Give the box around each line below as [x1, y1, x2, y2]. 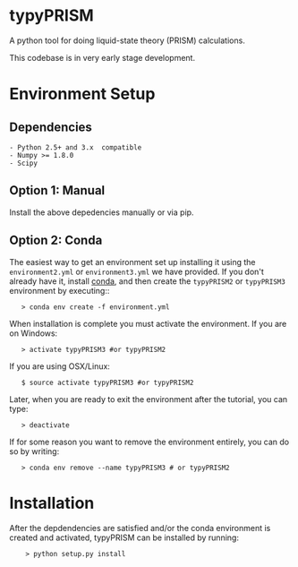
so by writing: [9, 445, 60, 457]
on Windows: [9, 328, 58, 339]
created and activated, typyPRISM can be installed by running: [9, 532, 240, 543]
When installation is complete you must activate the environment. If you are [9, 318, 287, 329]
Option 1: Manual [9, 183, 106, 198]
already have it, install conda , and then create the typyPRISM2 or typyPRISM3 [9, 275, 286, 287]
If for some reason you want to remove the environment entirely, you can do [9, 436, 289, 447]
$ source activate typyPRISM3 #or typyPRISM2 [21, 378, 194, 387]
